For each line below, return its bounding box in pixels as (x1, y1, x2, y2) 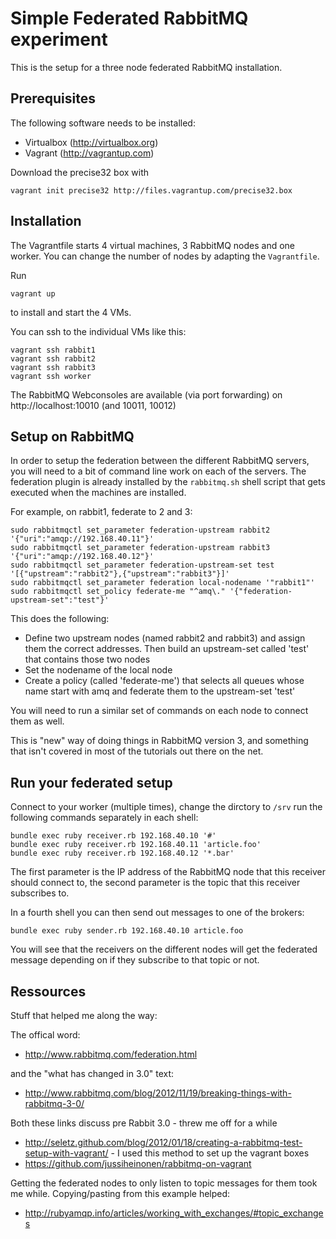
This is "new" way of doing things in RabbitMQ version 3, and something (10, 735, 309, 747)
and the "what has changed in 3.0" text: (10, 1068, 175, 1079)
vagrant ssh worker (10, 371, 92, 381)
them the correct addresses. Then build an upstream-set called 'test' (24, 643, 310, 655)
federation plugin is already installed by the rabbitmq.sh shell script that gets (10, 476, 326, 488)
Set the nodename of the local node (24, 664, 173, 676)
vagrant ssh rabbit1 (10, 345, 97, 355)
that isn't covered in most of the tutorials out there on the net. (10, 745, 264, 757)
